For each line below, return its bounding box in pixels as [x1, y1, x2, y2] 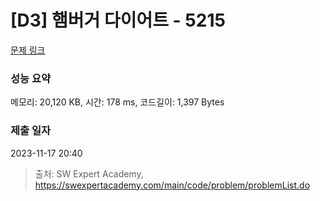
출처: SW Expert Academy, [34, 167, 144, 180]
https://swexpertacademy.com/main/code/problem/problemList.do [34, 179, 311, 191]
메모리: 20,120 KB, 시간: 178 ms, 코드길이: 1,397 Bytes [10, 96, 225, 108]
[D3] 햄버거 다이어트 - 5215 [10, 9, 226, 32]
